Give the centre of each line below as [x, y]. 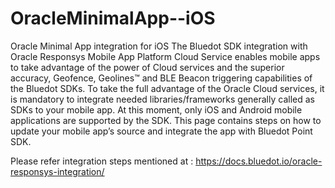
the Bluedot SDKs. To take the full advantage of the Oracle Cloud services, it [167, 88]
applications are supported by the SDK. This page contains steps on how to [166, 120]
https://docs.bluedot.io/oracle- [259, 161]
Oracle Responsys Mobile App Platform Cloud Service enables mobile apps [165, 56]
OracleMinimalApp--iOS [113, 18]
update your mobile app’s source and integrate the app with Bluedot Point [161, 131]
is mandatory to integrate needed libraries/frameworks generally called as [162, 99]
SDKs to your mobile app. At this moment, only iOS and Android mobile [156, 109]
